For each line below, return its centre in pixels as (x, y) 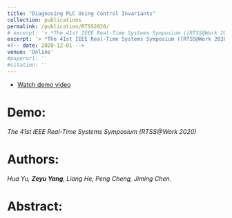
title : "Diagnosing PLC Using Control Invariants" (81, 13)
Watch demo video (44, 84)
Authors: (33, 159)
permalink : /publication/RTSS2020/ (58, 26)
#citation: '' (28, 65)
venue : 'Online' (30, 52)
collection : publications (44, 20)
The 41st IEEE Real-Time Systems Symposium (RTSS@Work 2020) (102, 131)
